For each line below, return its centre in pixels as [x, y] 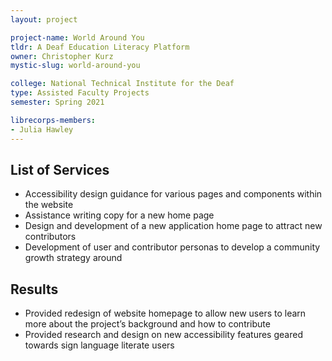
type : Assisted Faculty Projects [80, 93]
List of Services [60, 169]
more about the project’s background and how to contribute [147, 324]
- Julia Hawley [42, 129]
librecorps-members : [53, 120]
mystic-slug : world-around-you [75, 66]
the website [49, 205]
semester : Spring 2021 [57, 102]
